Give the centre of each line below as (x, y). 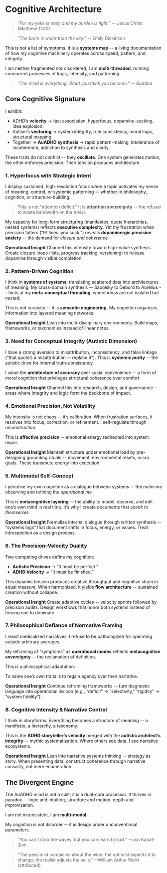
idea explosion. (28, 126)
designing (15, 457)
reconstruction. (21, 427)
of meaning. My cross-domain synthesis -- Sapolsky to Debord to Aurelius (82, 287)
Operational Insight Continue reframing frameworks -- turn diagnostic (78, 686)
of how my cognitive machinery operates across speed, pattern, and (76, 53)
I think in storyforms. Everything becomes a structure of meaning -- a (77, 721)
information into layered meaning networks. (50, 313)
